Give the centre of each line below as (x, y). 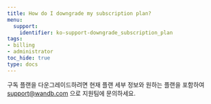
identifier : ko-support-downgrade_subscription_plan (96, 32)
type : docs (23, 64)
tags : (15, 39)
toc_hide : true (29, 58)
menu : (15, 20)
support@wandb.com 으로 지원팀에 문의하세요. (71, 93)
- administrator (30, 52)
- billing (21, 45)
